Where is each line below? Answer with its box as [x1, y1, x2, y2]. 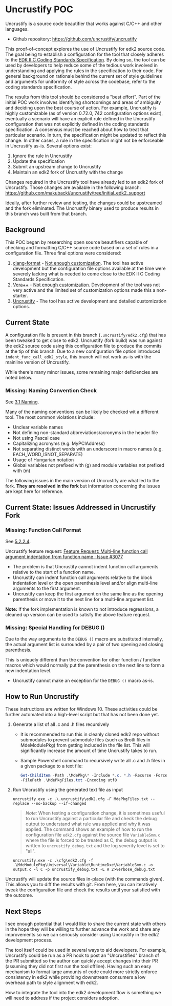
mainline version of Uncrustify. [5, 359, 70, 365]
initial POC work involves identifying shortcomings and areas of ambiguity [5, 99, 161, 105]
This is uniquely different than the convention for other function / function [5, 656, 161, 662]
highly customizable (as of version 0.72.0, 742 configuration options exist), [5, 110, 163, 116]
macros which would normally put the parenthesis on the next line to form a [5, 662, 165, 668]
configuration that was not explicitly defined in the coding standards [5, 121, 149, 127]
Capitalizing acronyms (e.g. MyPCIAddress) [12, 440, 105, 446]
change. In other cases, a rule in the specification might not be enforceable [5, 137, 164, 143]
